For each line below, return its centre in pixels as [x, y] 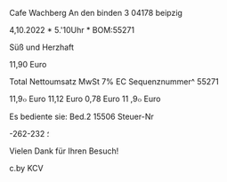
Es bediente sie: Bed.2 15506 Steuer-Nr [81, 116]
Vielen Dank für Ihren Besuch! [64, 151]
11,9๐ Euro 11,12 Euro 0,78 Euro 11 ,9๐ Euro [85, 99]
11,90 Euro [28, 64]
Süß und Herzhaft [41, 47]
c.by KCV [26, 168]
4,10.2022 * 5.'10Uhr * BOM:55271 [72, 30]
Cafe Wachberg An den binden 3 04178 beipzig [96, 13]
